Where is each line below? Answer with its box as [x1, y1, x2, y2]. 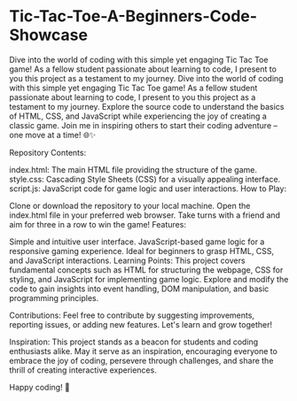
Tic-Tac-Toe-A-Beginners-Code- [9, 6, 258, 27]
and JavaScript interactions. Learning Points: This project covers [9, 255, 246, 266]
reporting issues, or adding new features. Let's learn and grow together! [9, 319, 273, 329]
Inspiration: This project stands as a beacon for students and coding [9, 336, 259, 347]
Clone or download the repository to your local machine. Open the [9, 200, 251, 211]
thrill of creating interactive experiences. [9, 365, 157, 375]
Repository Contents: [9, 147, 87, 158]
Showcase [9, 25, 89, 45]
